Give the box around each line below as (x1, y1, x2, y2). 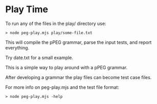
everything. (5, 44, 30, 50)
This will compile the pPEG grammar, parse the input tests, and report (5, 39, 152, 45)
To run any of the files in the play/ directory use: (5, 20, 106, 27)
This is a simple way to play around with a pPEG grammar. (5, 64, 128, 70)
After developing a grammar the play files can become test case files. (5, 74, 152, 80)
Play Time (5, 4, 49, 15)
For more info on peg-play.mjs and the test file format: (5, 84, 119, 90)
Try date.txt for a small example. (5, 55, 73, 61)
